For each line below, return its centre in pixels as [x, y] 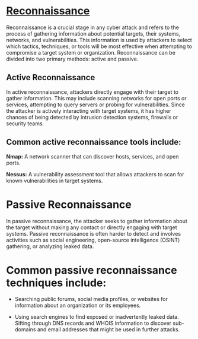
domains [25, 330]
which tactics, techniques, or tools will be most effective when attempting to [99, 46]
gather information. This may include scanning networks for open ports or [96, 98]
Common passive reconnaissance [92, 270]
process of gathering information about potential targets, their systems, [93, 33]
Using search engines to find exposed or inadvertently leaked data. [97, 317]
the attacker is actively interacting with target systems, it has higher [89, 110]
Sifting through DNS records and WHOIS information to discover [93, 323]
